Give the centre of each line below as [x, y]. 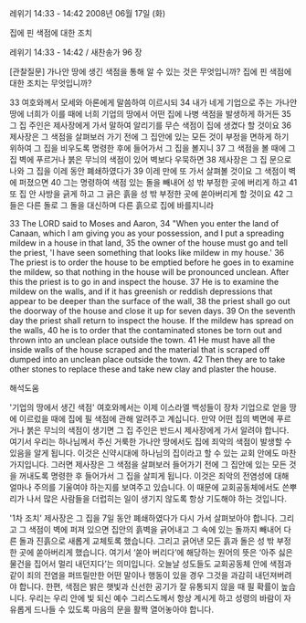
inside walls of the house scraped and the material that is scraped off [140, 349]
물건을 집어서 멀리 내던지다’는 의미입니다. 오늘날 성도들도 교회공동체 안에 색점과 [151, 564]
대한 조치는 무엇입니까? [51, 83]
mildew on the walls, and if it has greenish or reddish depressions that [141, 291]
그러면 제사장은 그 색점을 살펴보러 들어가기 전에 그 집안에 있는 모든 [169, 465]
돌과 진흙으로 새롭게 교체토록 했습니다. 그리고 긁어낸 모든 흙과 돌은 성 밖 [147, 541]
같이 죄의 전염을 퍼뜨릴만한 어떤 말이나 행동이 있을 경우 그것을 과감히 [131, 575]
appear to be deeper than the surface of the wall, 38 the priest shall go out [150, 301]
